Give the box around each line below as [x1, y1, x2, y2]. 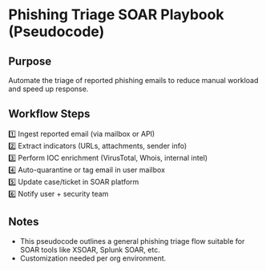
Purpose [8, 54, 52, 68]
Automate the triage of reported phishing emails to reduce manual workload [8, 76, 259, 85]
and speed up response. [8, 84, 89, 94]
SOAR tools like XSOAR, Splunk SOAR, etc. [19, 245, 160, 254]
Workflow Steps [8, 107, 91, 121]
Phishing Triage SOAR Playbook [8, 6, 224, 24]
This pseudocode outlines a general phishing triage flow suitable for [19, 236, 245, 245]
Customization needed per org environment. [19, 253, 167, 263]
